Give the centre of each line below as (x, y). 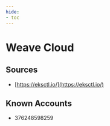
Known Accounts (39, 103)
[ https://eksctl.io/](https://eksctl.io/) (59, 84)
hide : (12, 12)
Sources (22, 70)
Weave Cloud (40, 48)
